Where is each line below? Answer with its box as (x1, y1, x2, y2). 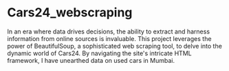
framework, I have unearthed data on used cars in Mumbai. (7, 56, 175, 64)
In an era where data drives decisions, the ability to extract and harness (7, 27, 210, 35)
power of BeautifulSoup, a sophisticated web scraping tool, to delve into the (7, 42, 222, 50)
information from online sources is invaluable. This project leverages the (7, 34, 212, 42)
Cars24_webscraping (7, 5, 133, 20)
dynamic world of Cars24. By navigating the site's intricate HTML (7, 49, 192, 57)
